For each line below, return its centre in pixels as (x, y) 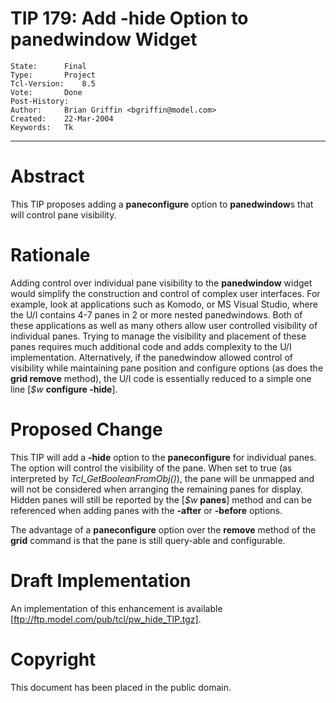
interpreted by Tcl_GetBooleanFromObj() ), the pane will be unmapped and (162, 478)
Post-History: (40, 101)
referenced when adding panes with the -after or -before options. (146, 510)
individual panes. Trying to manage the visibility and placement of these (158, 336)
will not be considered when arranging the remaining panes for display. (157, 489)
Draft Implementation (101, 580)
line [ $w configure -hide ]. (64, 389)
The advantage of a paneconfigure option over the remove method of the (163, 529)
